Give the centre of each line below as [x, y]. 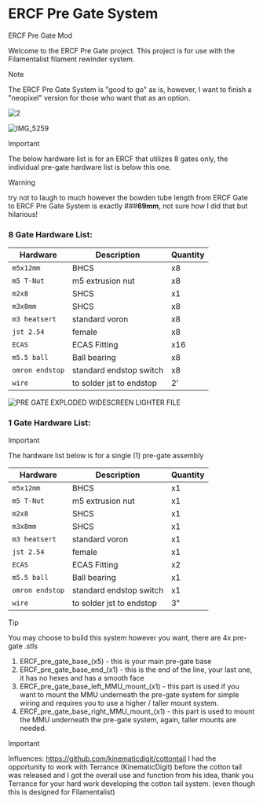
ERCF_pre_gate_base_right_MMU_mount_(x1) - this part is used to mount [137, 711]
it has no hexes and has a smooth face [82, 677]
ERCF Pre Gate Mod [40, 35]
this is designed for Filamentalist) [62, 791]
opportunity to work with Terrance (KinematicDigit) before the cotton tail [125, 766]
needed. [33, 728]
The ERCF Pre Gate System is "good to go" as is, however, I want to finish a [130, 89]
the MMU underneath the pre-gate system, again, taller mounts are [128, 719]
